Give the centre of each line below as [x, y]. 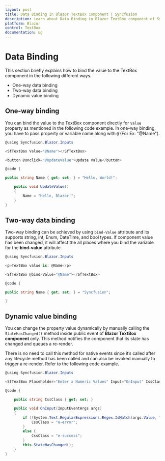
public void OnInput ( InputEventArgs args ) [58, 408]
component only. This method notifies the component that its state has [77, 339]
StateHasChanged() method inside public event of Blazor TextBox [71, 333]
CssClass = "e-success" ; [57, 436]
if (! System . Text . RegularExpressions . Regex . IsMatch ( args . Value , [90, 418]
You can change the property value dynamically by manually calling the [77, 328]
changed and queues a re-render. [39, 344]
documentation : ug [24, 32]
